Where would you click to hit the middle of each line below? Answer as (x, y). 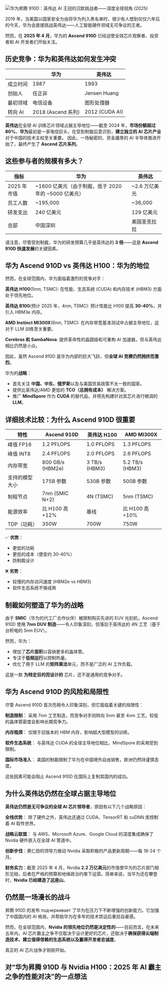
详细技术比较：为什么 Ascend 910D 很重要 (70, 420)
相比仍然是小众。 (23, 346)
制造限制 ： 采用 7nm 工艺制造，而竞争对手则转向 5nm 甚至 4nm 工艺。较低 (82, 715)
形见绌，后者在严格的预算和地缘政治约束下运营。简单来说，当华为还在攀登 (81, 873)
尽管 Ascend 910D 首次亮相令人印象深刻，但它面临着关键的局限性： (75, 705)
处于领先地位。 (20, 295)
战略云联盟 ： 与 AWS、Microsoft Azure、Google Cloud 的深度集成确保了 (79, 834)
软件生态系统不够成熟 (34, 588)
